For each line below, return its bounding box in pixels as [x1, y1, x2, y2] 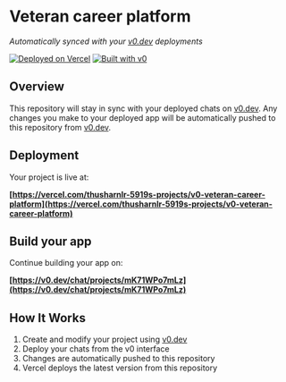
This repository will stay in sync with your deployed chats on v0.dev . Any [9, 103, 278, 114]
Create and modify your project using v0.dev [21, 334, 188, 345]
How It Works [9, 310, 87, 326]
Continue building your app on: [9, 258, 123, 268]
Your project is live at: [9, 172, 89, 183]
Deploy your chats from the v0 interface [21, 344, 170, 354]
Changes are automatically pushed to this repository [21, 353, 215, 364]
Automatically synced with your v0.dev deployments [9, 36, 203, 47]
